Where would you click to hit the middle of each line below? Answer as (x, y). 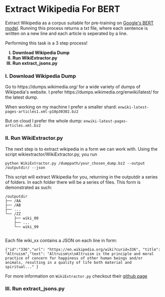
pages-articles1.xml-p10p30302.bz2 (42, 112)
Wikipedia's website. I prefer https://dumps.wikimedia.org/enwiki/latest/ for (82, 92)
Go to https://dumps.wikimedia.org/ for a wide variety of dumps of (73, 87)
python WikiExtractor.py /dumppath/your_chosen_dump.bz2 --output (75, 163)
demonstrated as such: (29, 187)
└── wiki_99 (26, 227)
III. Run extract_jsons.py (35, 289)
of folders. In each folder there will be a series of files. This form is (73, 182)
